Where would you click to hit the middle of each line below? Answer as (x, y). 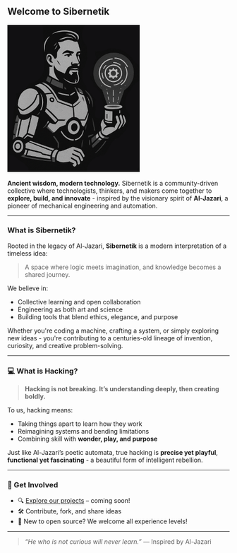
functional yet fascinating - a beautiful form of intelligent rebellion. (105, 460)
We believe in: (28, 288)
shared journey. (47, 274)
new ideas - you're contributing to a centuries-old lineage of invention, (110, 338)
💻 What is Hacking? (43, 371)
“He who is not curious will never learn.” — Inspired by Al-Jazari (118, 542)
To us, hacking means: (40, 410)
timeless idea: (28, 253)
